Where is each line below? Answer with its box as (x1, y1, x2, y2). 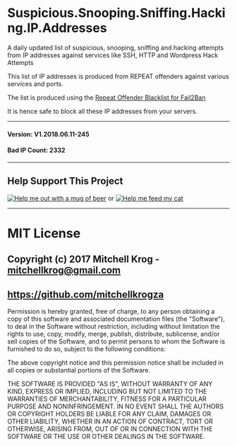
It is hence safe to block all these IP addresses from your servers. (7, 107, 197, 115)
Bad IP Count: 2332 (7, 146, 66, 155)
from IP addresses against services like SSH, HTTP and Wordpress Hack (7, 51, 219, 59)
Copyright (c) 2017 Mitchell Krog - (7, 253, 160, 266)
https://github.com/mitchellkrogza (7, 288, 164, 300)
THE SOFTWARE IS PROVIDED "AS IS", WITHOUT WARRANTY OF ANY (7, 380, 213, 388)
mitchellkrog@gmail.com (7, 264, 121, 276)
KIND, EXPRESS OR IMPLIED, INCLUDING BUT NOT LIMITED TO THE (7, 387, 207, 395)
